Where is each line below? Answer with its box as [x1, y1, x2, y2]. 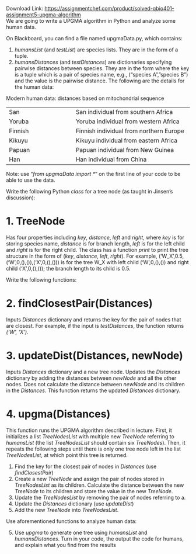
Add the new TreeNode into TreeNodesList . [14, 506, 119, 513]
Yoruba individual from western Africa [75, 117, 180, 125]
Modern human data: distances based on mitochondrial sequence [6, 95, 164, 102]
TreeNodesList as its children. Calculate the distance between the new [14, 482, 184, 489]
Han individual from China [75, 155, 147, 163]
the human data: [14, 84, 54, 90]
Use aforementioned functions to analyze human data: [6, 517, 137, 525]
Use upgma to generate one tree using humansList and [14, 529, 148, 536]
